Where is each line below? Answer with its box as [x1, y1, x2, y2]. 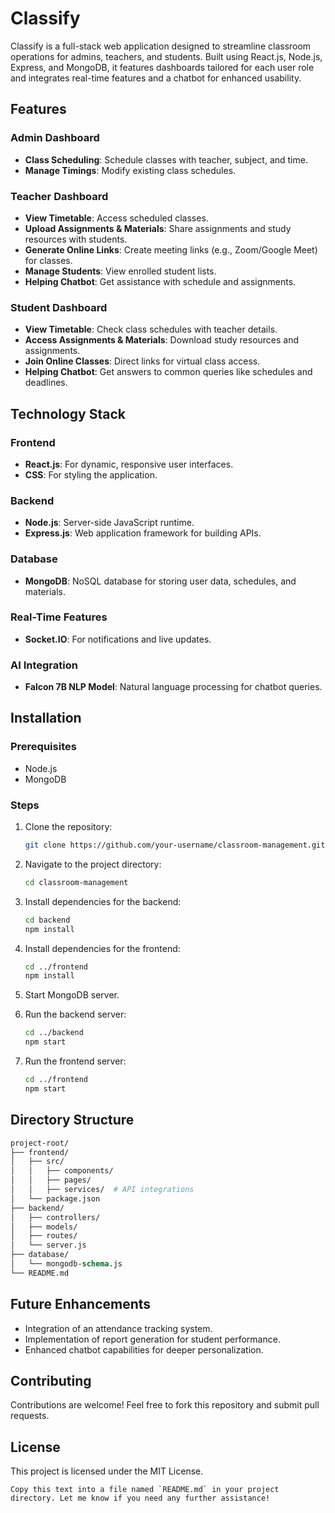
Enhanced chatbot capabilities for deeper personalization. [24, 1343, 264, 1356]
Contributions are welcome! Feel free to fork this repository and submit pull [10, 1399, 320, 1411]
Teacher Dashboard [10, 189, 109, 203]
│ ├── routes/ [10, 1231, 78, 1241]
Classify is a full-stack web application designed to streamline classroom [10, 40, 312, 52]
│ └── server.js [10, 1240, 87, 1251]
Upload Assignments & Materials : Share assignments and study [24, 222, 292, 234]
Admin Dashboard [10, 131, 100, 145]
